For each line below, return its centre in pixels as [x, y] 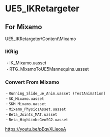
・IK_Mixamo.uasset [26, 63]
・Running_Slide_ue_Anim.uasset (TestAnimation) [55, 93]
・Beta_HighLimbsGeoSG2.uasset [37, 120]
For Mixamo [24, 27]
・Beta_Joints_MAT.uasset [31, 114]
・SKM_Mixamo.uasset [26, 104]
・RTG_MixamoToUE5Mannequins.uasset [47, 69]
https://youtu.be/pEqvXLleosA [36, 129]
